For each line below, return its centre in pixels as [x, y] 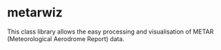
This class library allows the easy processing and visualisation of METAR [110, 32]
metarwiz [35, 13]
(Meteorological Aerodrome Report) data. [66, 38]
